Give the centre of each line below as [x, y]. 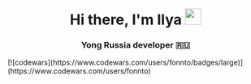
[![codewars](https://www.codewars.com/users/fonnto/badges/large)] [125, 63]
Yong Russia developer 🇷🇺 [136, 45]
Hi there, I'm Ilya [125, 20]
